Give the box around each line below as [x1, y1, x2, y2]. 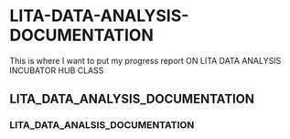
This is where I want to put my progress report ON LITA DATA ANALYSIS [9, 55, 282, 66]
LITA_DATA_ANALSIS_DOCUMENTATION [9, 119, 195, 132]
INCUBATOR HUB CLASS [9, 65, 104, 76]
